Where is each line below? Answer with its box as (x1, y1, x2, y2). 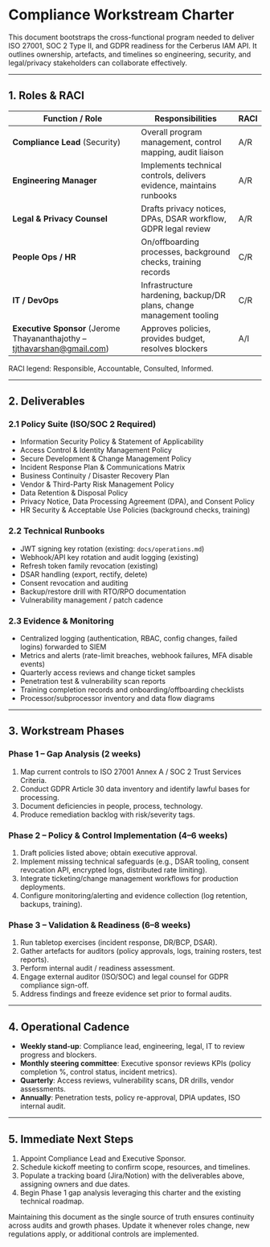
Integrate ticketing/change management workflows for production (19, 874, 239, 884)
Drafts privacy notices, (141, 203, 227, 214)
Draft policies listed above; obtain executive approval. (19, 848, 198, 858)
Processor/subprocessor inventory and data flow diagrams (19, 694, 215, 703)
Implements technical (141, 159, 223, 171)
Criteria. (19, 775, 47, 785)
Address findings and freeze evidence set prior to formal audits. (19, 989, 232, 999)
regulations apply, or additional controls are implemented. (8, 1228, 199, 1238)
